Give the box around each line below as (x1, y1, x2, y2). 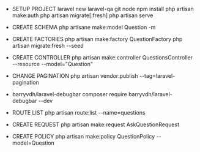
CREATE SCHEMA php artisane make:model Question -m (12, 24, 156, 31)
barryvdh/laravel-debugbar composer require (12, 91, 127, 97)
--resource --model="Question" (12, 61, 94, 67)
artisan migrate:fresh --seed (12, 42, 84, 49)
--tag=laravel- (139, 72, 176, 79)
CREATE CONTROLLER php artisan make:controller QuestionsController (12, 54, 193, 61)
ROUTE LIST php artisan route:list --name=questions (12, 109, 146, 116)
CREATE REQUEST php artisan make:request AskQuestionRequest (12, 121, 179, 128)
